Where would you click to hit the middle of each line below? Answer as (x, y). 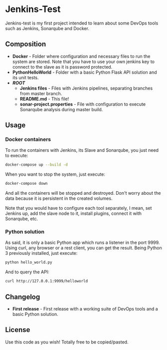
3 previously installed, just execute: (41, 253)
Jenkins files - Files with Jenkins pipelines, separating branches (86, 88)
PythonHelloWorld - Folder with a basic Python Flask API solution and (84, 72)
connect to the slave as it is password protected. (62, 67)
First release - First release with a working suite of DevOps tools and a (85, 309)
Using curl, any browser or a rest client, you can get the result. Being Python (83, 248)
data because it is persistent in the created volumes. (59, 198)
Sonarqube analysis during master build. (61, 109)
